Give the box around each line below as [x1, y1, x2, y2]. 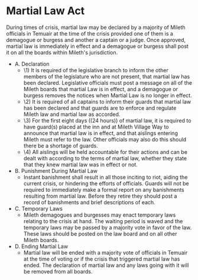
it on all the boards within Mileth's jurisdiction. [6, 49, 118, 56]
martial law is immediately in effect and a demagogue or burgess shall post [6, 43, 189, 50]
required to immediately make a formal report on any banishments [23, 186, 184, 193]
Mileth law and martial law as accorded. [23, 111, 121, 118]
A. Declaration [14, 60, 50, 67]
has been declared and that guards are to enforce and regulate [23, 104, 177, 111]
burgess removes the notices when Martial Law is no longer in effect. [23, 92, 192, 99]
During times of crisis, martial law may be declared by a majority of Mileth [6, 24, 186, 31]
